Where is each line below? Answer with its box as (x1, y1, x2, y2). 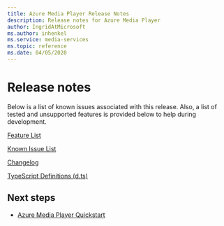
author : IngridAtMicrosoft (7, 23, 86, 30)
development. (7, 117, 47, 126)
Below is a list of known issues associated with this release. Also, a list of (7, 102, 218, 111)
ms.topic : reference (7, 43, 68, 50)
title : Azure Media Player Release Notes (7, 10, 130, 17)
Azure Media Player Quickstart (17, 211, 106, 219)
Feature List (7, 131, 42, 139)
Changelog (7, 158, 39, 167)
